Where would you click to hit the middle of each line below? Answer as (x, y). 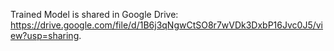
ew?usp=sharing (45, 35)
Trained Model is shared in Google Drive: (94, 14)
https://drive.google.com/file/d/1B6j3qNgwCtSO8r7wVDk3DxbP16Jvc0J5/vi (167, 25)
